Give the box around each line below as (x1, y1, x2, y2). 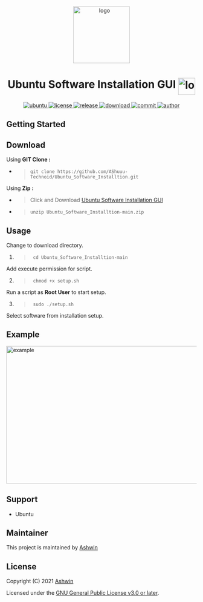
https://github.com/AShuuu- (57, 169, 128, 175)
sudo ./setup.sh (33, 301, 74, 307)
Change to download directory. (6, 241, 83, 249)
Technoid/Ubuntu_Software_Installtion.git (30, 174, 139, 180)
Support (6, 494, 38, 505)
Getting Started (6, 119, 66, 129)
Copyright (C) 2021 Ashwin (6, 578, 74, 585)
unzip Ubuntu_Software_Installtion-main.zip (30, 209, 144, 215)
